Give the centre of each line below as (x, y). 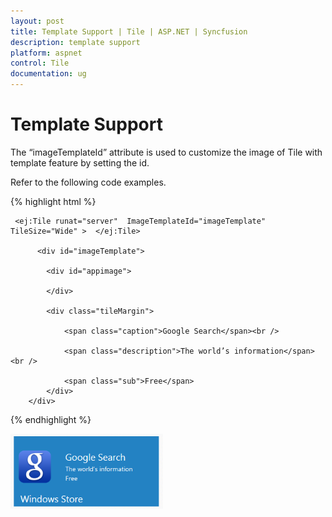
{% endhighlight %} (51, 419)
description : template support (75, 42)
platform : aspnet (46, 53)
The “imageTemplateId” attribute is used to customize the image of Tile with (166, 152)
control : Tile (40, 63)
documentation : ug (48, 74)
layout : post (37, 21)
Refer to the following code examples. (88, 182)
